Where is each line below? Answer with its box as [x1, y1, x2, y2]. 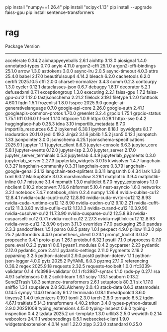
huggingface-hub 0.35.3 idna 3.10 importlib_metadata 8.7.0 [5, 121, 126, 127]
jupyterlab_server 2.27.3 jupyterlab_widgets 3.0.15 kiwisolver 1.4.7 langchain [5, 157, 161, 163]
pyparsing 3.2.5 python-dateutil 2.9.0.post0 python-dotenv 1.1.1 [5, 253, 134, 259]
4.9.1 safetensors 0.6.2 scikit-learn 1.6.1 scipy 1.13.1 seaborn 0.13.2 [5, 273, 139, 279]
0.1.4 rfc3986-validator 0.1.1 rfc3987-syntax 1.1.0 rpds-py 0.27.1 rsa [24, 268, 161, 274]
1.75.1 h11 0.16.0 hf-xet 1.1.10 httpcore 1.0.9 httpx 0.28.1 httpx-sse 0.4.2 [5, 115, 147, 121]
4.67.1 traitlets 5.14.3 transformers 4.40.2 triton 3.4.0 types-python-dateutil [5, 300, 158, 306]
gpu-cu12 [5, 94, 25, 100]
